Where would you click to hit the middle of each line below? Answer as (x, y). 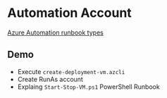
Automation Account (69, 13)
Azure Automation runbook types (55, 32)
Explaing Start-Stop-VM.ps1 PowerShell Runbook (88, 87)
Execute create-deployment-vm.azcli (71, 71)
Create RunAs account (50, 79)
